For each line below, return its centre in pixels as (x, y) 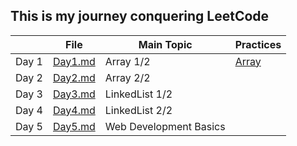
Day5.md (74, 126)
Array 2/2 (127, 77)
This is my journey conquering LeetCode (140, 16)
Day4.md (74, 110)
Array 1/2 (127, 61)
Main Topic (165, 44)
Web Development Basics (165, 126)
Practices (258, 44)
